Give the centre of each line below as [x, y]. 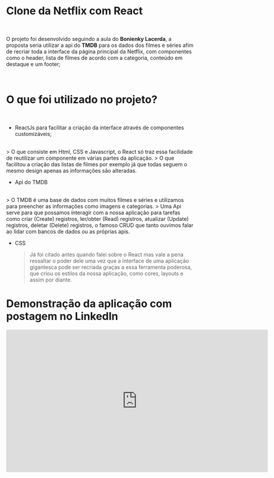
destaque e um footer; [33, 64]
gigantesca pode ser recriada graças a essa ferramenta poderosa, [111, 267]
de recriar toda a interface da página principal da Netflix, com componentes [99, 51]
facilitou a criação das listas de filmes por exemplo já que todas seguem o [97, 164]
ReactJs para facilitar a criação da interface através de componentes [99, 127]
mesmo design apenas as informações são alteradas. [71, 170]
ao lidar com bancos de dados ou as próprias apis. [68, 231]
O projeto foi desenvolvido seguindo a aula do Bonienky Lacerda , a [89, 39]
